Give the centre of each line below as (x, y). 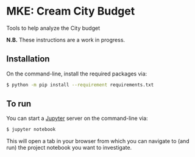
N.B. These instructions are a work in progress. (66, 40)
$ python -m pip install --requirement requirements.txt (80, 85)
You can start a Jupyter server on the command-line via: (77, 118)
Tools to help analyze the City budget (53, 28)
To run (19, 104)
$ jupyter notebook (31, 130)
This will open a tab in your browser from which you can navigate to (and (98, 141)
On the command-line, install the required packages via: (77, 74)
